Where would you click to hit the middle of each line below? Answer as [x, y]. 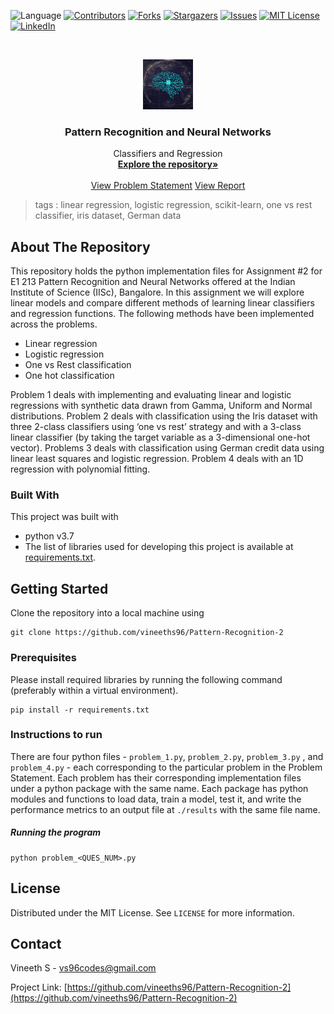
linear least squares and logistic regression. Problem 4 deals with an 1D [157, 459]
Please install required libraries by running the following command [146, 679]
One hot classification [69, 376]
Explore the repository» [168, 164]
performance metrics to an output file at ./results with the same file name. [165, 809]
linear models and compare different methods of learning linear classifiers [162, 303]
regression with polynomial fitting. [80, 469]
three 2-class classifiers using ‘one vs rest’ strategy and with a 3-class [156, 427]
